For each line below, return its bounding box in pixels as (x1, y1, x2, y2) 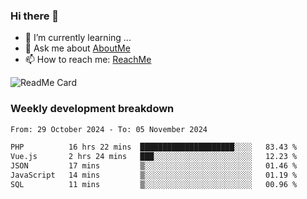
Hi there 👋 (10, 9, 60, 23)
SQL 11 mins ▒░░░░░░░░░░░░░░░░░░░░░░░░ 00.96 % (10, 179, 298, 189)
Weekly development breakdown (10, 102, 175, 116)
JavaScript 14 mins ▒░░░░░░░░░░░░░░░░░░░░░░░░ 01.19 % (10, 170, 298, 181)
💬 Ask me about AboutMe (24, 42, 131, 54)
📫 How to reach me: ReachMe (24, 54, 152, 66)
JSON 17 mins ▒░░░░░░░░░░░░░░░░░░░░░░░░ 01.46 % (10, 161, 298, 171)
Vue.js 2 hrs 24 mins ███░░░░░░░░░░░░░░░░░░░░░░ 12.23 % (10, 152, 298, 162)
